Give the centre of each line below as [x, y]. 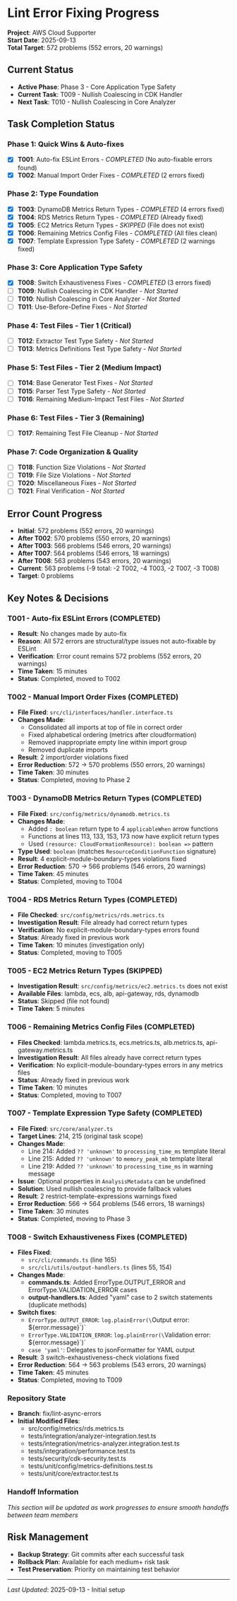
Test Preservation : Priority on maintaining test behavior [98, 1569]
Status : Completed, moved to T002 [69, 679]
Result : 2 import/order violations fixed [73, 757]
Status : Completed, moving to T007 [69, 1095]
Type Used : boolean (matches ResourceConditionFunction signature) [117, 851]
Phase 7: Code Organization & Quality [73, 451]
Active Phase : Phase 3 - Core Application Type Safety [97, 87]
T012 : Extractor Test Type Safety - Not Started [85, 341]
